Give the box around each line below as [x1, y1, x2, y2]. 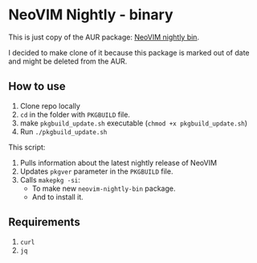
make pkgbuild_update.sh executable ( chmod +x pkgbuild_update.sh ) [19, 118, 247, 128]
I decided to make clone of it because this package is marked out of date [8, 47, 250, 57]
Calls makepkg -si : [19, 175, 80, 184]
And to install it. [31, 191, 84, 202]
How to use [8, 80, 66, 93]
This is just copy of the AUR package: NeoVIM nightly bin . [8, 32, 199, 42]
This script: [8, 142, 46, 152]
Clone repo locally [19, 101, 80, 110]
